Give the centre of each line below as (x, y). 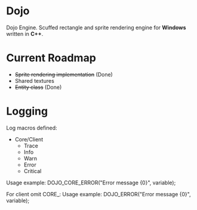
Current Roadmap (51, 58)
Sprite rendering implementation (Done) (64, 74)
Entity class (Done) (38, 87)
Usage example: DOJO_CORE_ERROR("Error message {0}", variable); (91, 183)
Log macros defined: (32, 128)
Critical (33, 171)
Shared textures (35, 81)
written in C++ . (25, 33)
